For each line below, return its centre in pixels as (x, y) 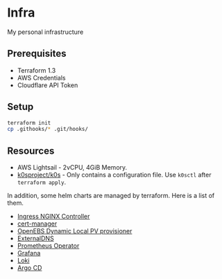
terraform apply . (42, 182)
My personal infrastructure (45, 32)
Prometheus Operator (48, 246)
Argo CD (29, 268)
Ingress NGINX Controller (53, 217)
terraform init (29, 123)
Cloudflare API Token (48, 85)
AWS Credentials (41, 78)
